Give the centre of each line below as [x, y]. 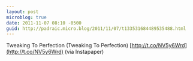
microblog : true [26, 17]
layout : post [22, 12]
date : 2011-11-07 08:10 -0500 [44, 23]
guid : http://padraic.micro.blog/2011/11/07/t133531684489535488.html [96, 28]
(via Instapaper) [85, 52]
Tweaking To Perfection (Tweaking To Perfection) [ [69, 45]
